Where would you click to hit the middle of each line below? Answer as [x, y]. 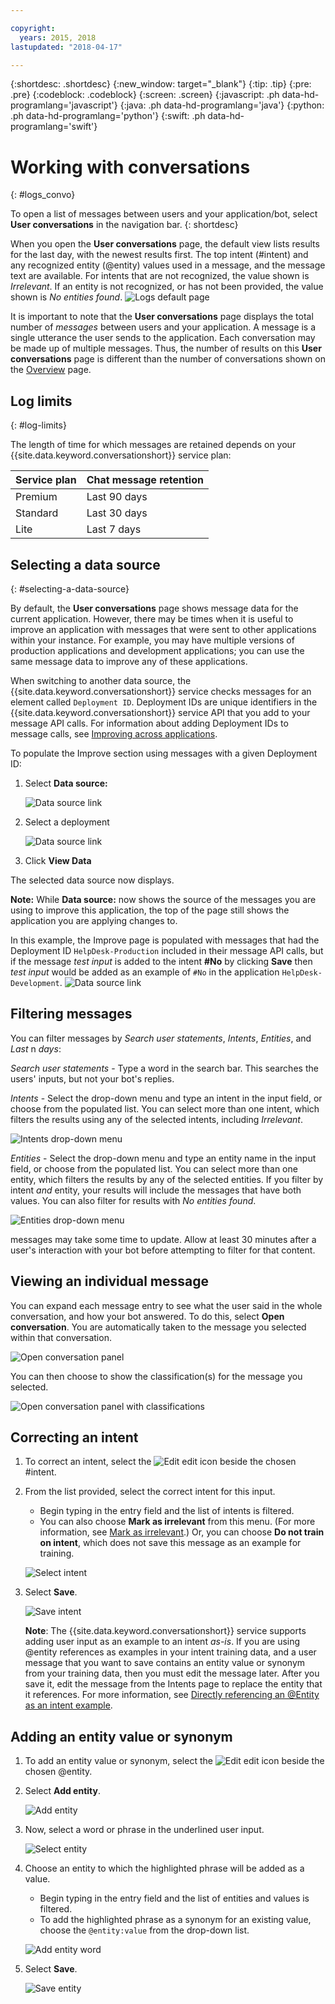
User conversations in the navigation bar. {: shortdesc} [124, 225]
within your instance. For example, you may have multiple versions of [152, 640]
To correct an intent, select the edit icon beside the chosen [160, 1462]
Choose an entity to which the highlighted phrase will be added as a [164, 1868]
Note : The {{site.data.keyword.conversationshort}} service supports [165, 1631]
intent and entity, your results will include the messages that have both [156, 1190]
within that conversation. [61, 1337]
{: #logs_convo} [43, 195]
